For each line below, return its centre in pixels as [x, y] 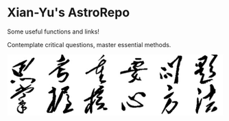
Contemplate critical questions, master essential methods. [89, 44]
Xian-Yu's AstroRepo [69, 13]
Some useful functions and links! [53, 31]
